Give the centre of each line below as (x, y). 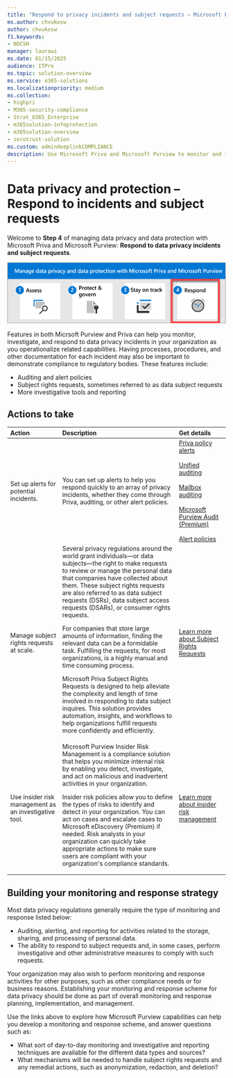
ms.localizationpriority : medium (55, 88)
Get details (195, 433)
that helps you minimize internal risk (113, 761)
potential (23, 491)
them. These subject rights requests (113, 586)
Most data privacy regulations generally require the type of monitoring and (114, 910)
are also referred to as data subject (112, 593)
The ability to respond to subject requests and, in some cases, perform (119, 945)
